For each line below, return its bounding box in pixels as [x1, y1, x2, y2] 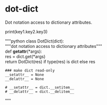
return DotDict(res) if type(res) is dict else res [5, 59, 95, 64]
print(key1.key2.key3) [5, 29, 48, 34]
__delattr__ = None [5, 76, 44, 81]
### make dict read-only [5, 68, 55, 73]
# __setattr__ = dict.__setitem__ [5, 85, 75, 90]
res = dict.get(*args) [5, 53, 46, 59]
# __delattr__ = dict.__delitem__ [5, 89, 75, 94]
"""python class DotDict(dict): [5, 38, 64, 44]
